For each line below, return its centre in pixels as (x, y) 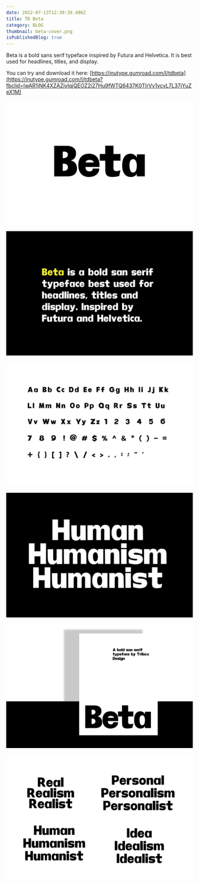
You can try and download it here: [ (49, 73)
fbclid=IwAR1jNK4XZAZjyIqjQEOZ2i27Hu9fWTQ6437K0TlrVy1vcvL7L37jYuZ (99, 85)
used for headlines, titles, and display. (52, 62)
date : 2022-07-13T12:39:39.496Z (46, 12)
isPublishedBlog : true (34, 38)
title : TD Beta (25, 19)
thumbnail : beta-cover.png (39, 31)
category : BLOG (25, 25)
